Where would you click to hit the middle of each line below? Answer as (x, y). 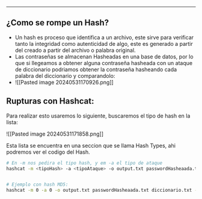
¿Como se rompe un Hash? (58, 23)
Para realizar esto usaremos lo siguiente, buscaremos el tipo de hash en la (98, 116)
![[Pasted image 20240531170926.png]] (64, 82)
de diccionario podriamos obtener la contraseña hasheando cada (96, 69)
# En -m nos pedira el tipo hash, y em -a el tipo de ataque (84, 163)
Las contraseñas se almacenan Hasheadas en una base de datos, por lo (104, 56)
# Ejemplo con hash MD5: (37, 185)
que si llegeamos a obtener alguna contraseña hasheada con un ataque (104, 63)
